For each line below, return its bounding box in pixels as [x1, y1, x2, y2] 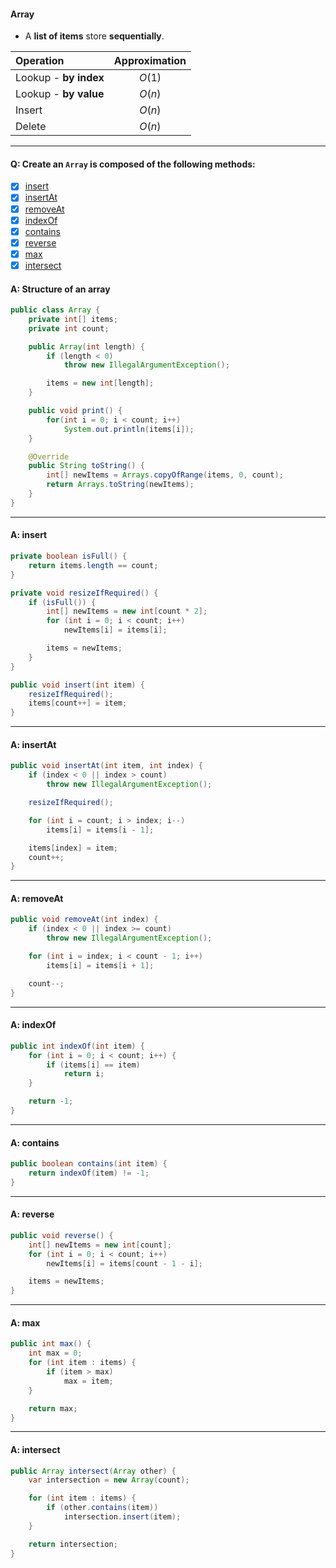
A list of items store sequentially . [24, 30, 165, 42]
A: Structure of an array [10, 283, 111, 295]
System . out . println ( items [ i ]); [63, 424, 195, 434]
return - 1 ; [28, 1096, 74, 1107]
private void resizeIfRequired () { [10, 588, 159, 598]
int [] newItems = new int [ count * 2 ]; [46, 606, 208, 617]
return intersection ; [28, 1539, 118, 1549]
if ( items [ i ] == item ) [46, 1060, 141, 1070]
